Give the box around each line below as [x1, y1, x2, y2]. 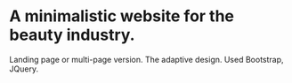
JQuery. [9, 64, 38, 74]
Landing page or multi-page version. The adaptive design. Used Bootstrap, [9, 54, 284, 64]
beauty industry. [9, 25, 135, 45]
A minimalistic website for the [9, 6, 234, 26]
